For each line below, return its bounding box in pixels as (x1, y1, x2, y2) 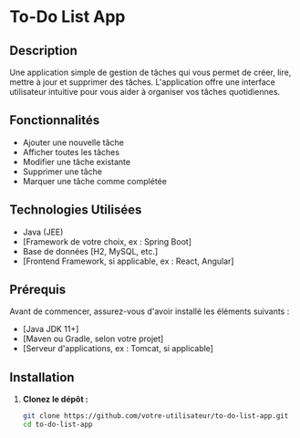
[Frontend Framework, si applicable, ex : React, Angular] (22, 255, 234, 266)
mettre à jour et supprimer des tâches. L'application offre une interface (9, 77, 276, 88)
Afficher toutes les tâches (22, 146, 120, 157)
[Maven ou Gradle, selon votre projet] (22, 333, 164, 344)
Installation (9, 370, 75, 385)
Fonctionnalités (9, 112, 100, 129)
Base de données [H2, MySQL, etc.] (22, 245, 159, 256)
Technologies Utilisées (9, 203, 142, 218)
